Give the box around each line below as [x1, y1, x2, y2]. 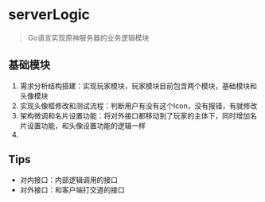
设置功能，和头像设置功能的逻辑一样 [26, 121, 146, 130]
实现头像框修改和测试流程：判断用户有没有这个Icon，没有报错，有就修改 [19, 101, 258, 111]
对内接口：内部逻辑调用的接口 [19, 175, 118, 185]
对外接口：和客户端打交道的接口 [19, 185, 125, 194]
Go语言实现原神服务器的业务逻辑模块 [27, 33, 150, 42]
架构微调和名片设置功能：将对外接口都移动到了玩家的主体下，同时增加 [19, 111, 251, 120]
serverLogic [8, 6, 90, 24]
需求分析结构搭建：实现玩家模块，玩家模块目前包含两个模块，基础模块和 [19, 81, 257, 91]
